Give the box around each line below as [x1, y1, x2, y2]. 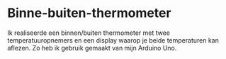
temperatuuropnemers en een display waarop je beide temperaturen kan [7, 36, 220, 44]
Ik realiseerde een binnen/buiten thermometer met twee [7, 28, 171, 37]
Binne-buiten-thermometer [7, 5, 171, 21]
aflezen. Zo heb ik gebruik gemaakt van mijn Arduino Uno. [7, 43, 177, 52]
